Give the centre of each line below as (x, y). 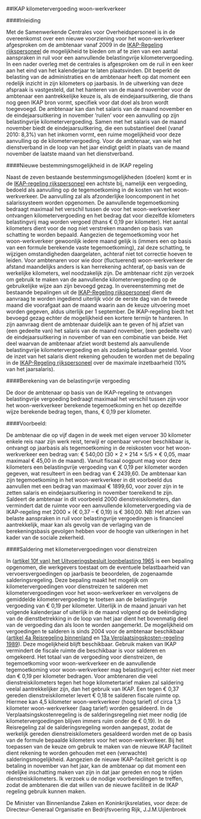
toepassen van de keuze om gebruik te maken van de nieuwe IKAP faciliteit (99, 746)
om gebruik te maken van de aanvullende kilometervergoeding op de (91, 279)
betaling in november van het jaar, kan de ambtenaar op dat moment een (96, 766)
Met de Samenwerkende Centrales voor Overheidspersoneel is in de (91, 32)
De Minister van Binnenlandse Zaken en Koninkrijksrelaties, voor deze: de (97, 803)
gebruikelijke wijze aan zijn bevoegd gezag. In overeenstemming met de (95, 286)
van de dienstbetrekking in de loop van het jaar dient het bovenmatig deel (97, 618)
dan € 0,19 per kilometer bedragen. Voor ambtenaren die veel (82, 676)
